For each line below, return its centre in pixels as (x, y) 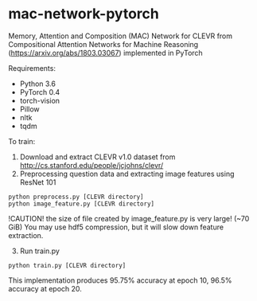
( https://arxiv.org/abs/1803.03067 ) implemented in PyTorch (105, 53)
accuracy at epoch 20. (45, 288)
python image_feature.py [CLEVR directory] (82, 204)
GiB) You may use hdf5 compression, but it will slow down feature (116, 227)
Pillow (29, 109)
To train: (22, 141)
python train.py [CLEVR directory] (67, 265)
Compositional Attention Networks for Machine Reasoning (103, 44)
